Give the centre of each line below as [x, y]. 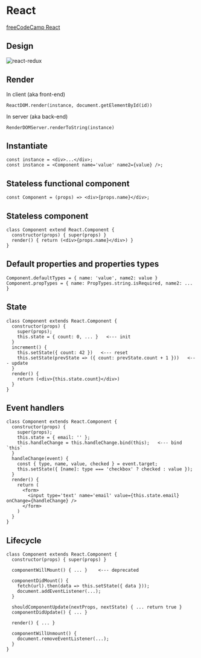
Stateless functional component [68, 184]
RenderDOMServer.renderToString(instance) [60, 127]
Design [20, 46]
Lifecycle [24, 540]
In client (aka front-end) [36, 94]
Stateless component [47, 216]
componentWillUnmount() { [44, 634]
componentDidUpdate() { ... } [49, 613]
